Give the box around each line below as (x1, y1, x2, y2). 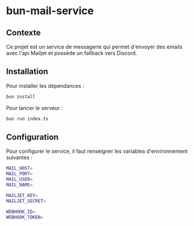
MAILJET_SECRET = (6, 198, 46, 204)
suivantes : (6, 154, 32, 161)
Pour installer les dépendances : (6, 82, 84, 89)
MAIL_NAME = (6, 182, 33, 188)
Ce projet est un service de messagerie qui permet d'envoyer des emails (6, 43, 183, 50)
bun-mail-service (6, 4, 94, 18)
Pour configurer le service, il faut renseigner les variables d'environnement (6, 148, 188, 155)
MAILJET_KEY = (6, 192, 38, 198)
